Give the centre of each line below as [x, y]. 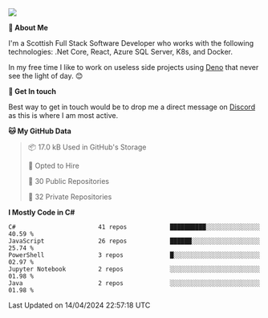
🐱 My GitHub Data [40, 131]
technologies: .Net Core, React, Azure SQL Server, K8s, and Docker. [121, 52]
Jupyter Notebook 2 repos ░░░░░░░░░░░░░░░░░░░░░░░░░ [134, 269]
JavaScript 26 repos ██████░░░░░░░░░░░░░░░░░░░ [134, 241]
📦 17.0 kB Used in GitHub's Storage [87, 147]
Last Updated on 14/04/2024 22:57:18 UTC [79, 305]
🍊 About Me [28, 28]
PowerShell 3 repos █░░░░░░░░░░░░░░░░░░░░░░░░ [134, 255]
